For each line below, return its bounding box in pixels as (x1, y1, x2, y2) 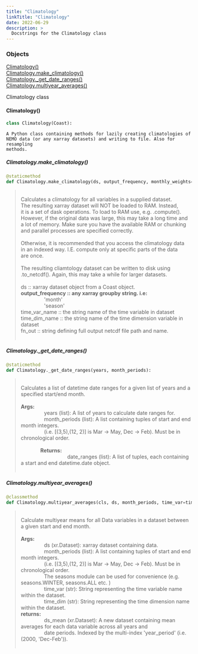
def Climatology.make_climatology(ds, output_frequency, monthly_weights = (6, 179, 194, 185)
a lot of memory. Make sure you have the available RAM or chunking (20, 221, 187, 228)
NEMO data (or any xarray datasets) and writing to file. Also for (6, 136, 176, 142)
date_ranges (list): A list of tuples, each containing (67, 453, 189, 460)
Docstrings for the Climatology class (11, 31, 107, 37)
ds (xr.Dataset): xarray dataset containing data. (44, 541, 159, 549)
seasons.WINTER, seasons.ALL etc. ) (20, 579, 111, 586)
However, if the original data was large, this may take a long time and (20, 214, 188, 222)
